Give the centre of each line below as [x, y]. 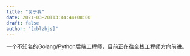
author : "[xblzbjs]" [32, 29]
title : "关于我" [25, 12]
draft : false [23, 23]
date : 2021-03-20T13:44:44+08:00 [49, 17]
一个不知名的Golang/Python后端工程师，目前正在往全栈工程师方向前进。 [97, 46]
